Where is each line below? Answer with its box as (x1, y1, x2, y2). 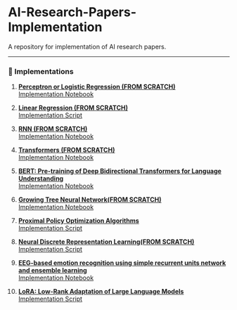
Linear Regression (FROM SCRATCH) (18, 103, 129, 112)
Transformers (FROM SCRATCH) (18, 146, 115, 155)
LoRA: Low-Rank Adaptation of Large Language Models (18, 288, 184, 296)
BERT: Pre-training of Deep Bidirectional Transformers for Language (18, 167, 222, 176)
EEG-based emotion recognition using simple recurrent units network (18, 259, 226, 267)
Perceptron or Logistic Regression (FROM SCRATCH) (18, 82, 176, 91)
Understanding (18, 174, 64, 183)
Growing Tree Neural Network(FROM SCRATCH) (18, 195, 162, 204)
